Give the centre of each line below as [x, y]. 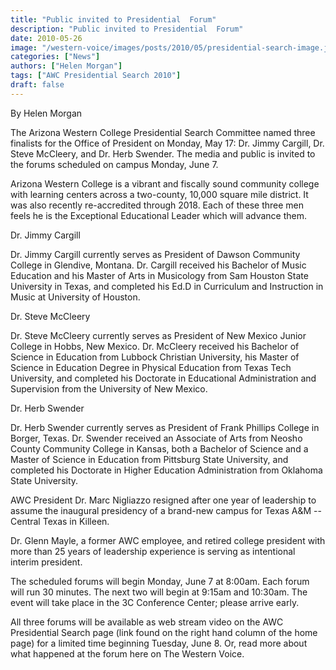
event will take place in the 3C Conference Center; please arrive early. [155, 602]
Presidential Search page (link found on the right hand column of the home [164, 632]
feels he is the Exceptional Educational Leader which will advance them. [159, 215]
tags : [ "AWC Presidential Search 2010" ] [96, 76]
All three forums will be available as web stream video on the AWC [147, 622]
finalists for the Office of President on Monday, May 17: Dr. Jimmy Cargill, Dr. [167, 143]
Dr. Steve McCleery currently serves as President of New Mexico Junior [158, 335]
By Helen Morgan [46, 113]
